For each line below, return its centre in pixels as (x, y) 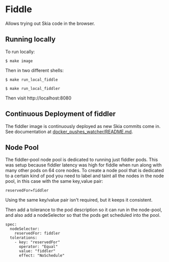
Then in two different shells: (35, 70)
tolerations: (24, 238)
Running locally (31, 39)
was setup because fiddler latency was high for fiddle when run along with (83, 165)
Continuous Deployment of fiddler (61, 114)
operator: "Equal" (38, 247)
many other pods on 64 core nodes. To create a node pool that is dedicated (84, 171)
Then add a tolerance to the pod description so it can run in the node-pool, (84, 210)
